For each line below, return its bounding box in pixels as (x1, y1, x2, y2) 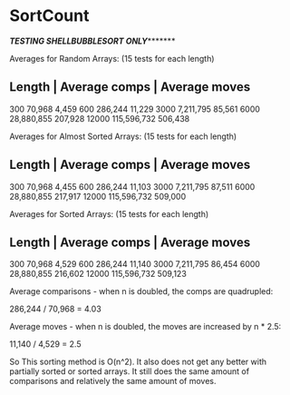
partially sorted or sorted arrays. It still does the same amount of (9, 366, 250, 377)
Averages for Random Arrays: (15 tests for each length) (9, 53, 215, 64)
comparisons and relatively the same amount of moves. (9, 376, 217, 387)
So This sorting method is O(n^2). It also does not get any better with (9, 356, 267, 368)
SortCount (9, 5, 90, 26)
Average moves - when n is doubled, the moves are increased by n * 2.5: (9, 321, 282, 332)
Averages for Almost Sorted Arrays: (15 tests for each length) (9, 131, 237, 142)
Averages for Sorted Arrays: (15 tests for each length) (9, 208, 209, 219)
